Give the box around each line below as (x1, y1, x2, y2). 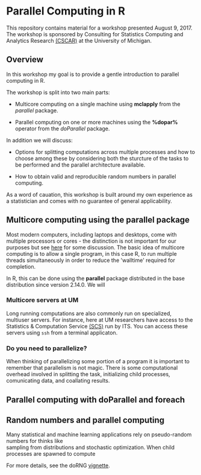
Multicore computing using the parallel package (6, 215, 190, 225)
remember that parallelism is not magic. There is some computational (6, 364, 178, 372)
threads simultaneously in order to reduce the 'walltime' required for (6, 257, 176, 264)
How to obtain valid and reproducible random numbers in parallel (14, 173, 176, 180)
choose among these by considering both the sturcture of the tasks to (14, 155, 189, 162)
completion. (6, 263, 36, 270)
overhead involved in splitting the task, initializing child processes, (6, 371, 170, 378)
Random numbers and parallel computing (6, 415, 165, 425)
